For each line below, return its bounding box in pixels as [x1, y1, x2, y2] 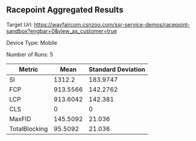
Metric [19, 65, 39, 73]
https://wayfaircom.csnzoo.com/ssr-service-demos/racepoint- [34, 21, 191, 28]
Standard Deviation [88, 65, 146, 73]
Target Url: [6, 21, 33, 28]
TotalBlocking [9, 124, 48, 133]
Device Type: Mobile [6, 39, 57, 46]
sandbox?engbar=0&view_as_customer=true [6, 27, 118, 34]
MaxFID [9, 114, 31, 123]
